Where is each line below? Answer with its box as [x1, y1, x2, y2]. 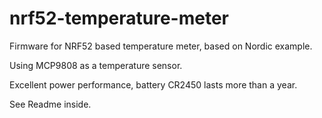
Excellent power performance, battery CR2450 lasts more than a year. [9, 78, 298, 91]
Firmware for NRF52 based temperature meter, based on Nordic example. [9, 40, 313, 52]
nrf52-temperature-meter [9, 7, 229, 30]
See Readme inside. [9, 98, 92, 110]
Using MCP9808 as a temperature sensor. [9, 59, 183, 71]
